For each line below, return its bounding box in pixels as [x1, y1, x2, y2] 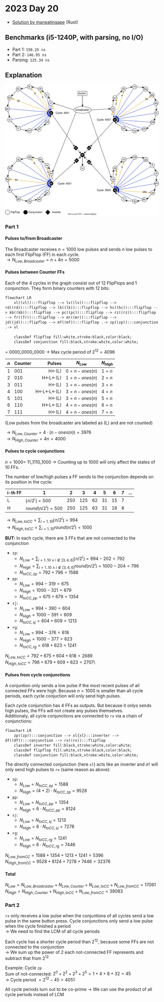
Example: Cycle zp [5, 965, 42, 971]
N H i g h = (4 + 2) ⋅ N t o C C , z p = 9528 [19, 788, 87, 795]
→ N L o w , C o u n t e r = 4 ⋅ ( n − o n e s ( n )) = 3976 [6, 430, 92, 437]
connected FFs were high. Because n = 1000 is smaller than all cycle [5, 688, 143, 694]
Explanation [5, 71, 42, 79]
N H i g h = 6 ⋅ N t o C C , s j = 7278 [19, 823, 75, 831]
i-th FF [7, 490, 22, 496]
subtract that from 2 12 [5, 954, 49, 961]
